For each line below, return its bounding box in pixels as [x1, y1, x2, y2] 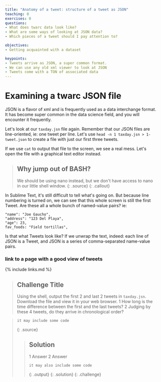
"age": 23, [5, 220, 27, 225]
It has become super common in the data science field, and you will [5, 112, 140, 118]
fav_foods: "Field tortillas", [5, 225, 68, 229]
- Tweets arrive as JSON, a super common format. [5, 61, 107, 65]
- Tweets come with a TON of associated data [5, 70, 98, 75]
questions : [5, 20, 27, 26]
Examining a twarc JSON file [5, 91, 122, 102]
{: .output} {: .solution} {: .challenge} [29, 371, 102, 377]
